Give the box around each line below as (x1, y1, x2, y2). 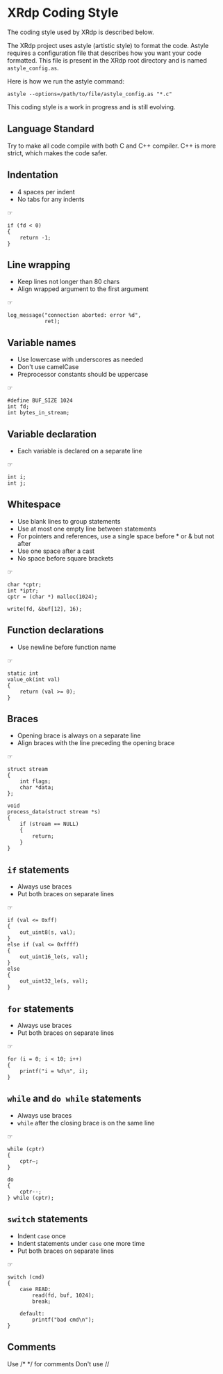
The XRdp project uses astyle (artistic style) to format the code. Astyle (7, 41, 209, 49)
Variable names (7, 336, 76, 349)
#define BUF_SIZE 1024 (7, 397, 73, 405)
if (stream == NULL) (19, 820, 79, 828)
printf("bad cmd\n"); (32, 1316, 95, 1323)
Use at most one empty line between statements (17, 524, 156, 533)
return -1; (19, 234, 51, 241)
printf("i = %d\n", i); (19, 1068, 89, 1075)
